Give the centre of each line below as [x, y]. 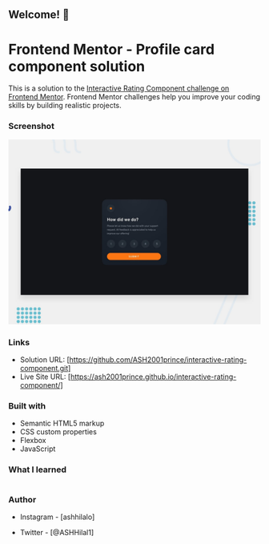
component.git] [45, 369]
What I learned [37, 469]
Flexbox [33, 441]
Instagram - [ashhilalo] [57, 517]
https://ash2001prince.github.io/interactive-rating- [154, 377]
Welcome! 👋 [39, 15]
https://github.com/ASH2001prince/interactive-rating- [158, 360]
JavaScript [38, 449]
